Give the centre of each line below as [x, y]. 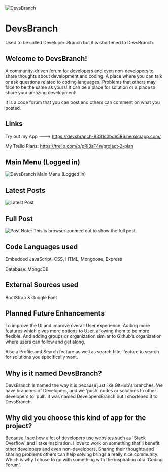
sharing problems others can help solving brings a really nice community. [82, 454]
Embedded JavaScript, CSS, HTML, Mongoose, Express [64, 259]
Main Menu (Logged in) [43, 162]
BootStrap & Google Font [31, 297]
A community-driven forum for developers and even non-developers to [79, 71]
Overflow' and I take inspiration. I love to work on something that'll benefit [82, 443]
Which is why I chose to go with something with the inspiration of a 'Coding [84, 460]
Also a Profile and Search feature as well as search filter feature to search [82, 352]
